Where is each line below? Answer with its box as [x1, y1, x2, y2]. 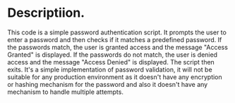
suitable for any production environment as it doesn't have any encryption [7, 72, 222, 81]
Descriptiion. [7, 5, 85, 21]
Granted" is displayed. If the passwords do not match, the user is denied [7, 50, 217, 59]
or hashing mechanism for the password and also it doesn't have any [7, 80, 208, 88]
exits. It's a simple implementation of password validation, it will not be [7, 65, 213, 74]
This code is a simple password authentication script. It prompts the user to [7, 28, 227, 36]
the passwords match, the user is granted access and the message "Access [7, 43, 228, 51]
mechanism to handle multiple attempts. [7, 88, 123, 96]
